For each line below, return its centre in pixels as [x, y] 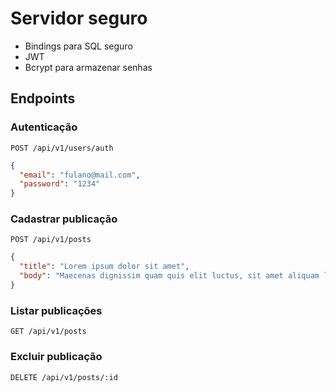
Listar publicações [56, 310]
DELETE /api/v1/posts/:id [64, 377]
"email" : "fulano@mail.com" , [80, 175]
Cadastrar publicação [64, 219]
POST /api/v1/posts [51, 240]
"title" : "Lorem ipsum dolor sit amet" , [104, 267]
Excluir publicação [56, 357]
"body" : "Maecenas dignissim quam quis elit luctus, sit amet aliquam [169, 276]
